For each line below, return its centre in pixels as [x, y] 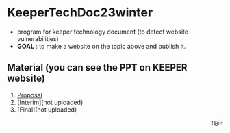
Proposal [29, 95]
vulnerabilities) [38, 38]
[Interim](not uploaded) [50, 102]
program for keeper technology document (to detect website [102, 32]
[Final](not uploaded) [47, 109]
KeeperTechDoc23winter [80, 13]
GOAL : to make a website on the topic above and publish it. [101, 46]
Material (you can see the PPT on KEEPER [97, 68]
